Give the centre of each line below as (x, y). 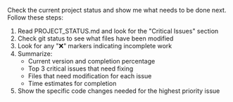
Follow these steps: (35, 17)
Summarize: (35, 54)
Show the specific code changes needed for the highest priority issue (119, 91)
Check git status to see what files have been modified (95, 38)
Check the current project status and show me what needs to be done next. (117, 10)
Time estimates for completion (72, 83)
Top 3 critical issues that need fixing (81, 68)
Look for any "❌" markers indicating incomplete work (95, 46)
